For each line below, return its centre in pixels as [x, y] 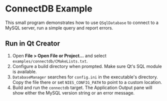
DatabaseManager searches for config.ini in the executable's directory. [85, 77]
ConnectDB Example [49, 9]
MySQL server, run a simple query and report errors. [59, 27]
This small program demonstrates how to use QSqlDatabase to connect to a [82, 22]
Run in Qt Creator [33, 44]
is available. [24, 71]
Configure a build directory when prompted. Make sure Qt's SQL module [87, 66]
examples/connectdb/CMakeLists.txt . [50, 61]
